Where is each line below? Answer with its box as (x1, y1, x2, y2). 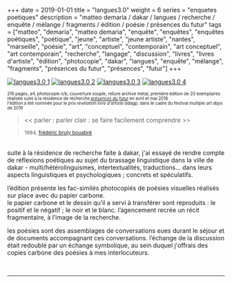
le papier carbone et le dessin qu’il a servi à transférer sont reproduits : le (7, 199, 216, 207)
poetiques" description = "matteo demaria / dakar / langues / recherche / (7, 13, 215, 21)
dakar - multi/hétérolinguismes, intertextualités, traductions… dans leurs (7, 163, 213, 171)
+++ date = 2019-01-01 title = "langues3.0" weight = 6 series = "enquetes (7, 6, 217, 14)
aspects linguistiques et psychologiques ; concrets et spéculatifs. (7, 171, 193, 178)
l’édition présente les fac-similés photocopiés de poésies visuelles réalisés (7, 184, 220, 192)
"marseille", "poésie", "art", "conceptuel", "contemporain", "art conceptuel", (7, 43, 222, 50)
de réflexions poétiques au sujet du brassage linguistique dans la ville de (7, 156, 214, 164)
